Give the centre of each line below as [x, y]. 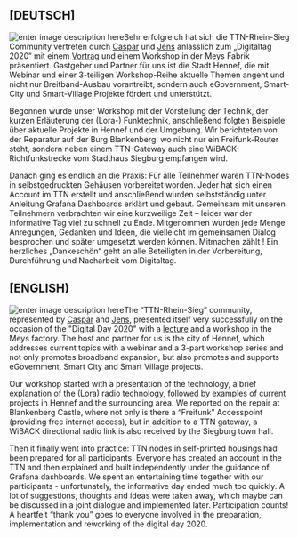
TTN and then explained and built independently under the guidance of [139, 467]
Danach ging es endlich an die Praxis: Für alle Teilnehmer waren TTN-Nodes [149, 175]
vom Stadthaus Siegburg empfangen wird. [150, 158]
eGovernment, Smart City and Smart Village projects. [106, 366]
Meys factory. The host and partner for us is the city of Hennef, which [137, 338]
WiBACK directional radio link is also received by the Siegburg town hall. [141, 430]
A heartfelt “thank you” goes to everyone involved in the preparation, [135, 514]
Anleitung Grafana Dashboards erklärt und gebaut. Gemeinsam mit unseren [148, 204]
